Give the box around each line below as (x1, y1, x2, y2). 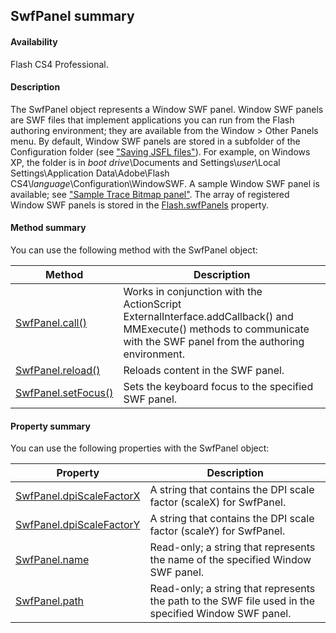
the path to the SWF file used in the (149, 594, 316, 608)
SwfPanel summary (10, 8, 135, 25)
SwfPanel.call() (15, 316, 87, 329)
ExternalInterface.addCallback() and (123, 310, 294, 323)
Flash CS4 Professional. (10, 58, 109, 70)
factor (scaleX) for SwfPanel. (149, 495, 287, 509)
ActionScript (123, 297, 182, 311)
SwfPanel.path (15, 594, 85, 608)
